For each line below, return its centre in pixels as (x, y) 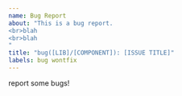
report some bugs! (39, 83)
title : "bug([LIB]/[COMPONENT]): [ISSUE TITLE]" (91, 53)
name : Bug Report (37, 16)
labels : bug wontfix (43, 61)
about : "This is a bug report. (61, 23)
